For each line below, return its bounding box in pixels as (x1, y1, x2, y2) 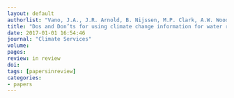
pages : (7, 49, 26, 56)
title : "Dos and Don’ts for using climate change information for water (7, 23, 223, 30)
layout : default (7, 10, 54, 17)
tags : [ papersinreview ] (7, 68, 77, 75)
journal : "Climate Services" (7, 36, 92, 43)
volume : (7, 42, 30, 49)
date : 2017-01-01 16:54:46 (7, 29, 86, 37)
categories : (7, 74, 42, 81)
